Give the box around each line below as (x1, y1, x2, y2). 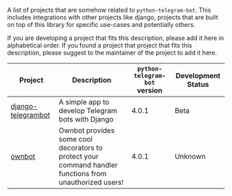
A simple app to (58, 97, 110, 106)
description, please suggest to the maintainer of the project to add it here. (7, 48, 217, 57)
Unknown (175, 152, 206, 161)
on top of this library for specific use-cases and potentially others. (7, 21, 195, 28)
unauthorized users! (58, 177, 124, 187)
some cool (58, 135, 93, 144)
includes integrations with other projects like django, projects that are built (7, 13, 219, 21)
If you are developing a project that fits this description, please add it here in (7, 34, 224, 42)
